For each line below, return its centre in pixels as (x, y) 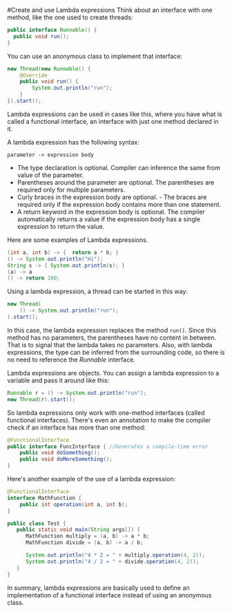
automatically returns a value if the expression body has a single (109, 219)
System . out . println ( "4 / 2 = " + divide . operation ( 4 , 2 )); (112, 562)
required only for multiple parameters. (71, 189)
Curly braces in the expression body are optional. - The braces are (112, 197)
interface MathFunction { (44, 498)
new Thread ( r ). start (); (41, 399)
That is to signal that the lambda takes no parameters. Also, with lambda (110, 344)
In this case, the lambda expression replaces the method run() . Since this (112, 330)
